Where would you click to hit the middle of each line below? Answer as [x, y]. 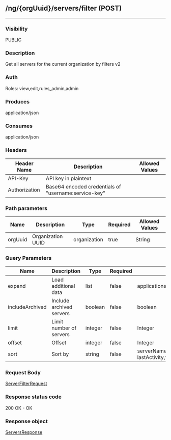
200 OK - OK [19, 408]
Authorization [24, 189]
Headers [16, 150]
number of [64, 328]
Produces [17, 101]
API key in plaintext [68, 178]
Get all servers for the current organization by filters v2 [63, 64]
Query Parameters [28, 258]
